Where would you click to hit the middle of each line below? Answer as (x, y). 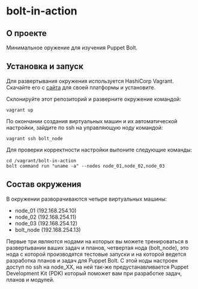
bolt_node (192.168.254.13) (48, 230)
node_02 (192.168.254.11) (46, 217)
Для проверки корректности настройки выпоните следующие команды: (99, 150)
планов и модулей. (31, 279)
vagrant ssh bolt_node (34, 138)
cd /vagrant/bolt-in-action (41, 160)
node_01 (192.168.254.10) (46, 210)
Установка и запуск (45, 66)
